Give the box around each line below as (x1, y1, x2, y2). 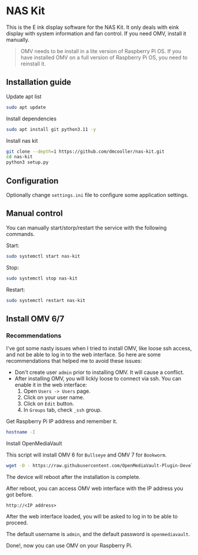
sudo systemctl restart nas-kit (6, 297, 85, 303)
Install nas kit (6, 137, 38, 144)
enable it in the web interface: (14, 382, 87, 389)
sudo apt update (6, 104, 46, 110)
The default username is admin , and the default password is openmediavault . (6, 530, 190, 537)
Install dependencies (6, 115, 57, 122)
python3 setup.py (6, 159, 49, 166)
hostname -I (6, 429, 35, 435)
